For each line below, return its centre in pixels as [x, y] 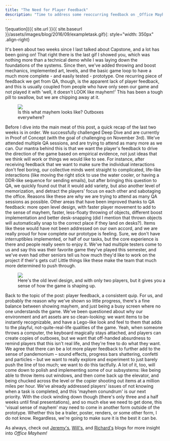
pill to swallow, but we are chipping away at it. [52, 97]
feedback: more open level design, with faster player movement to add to [80, 207]
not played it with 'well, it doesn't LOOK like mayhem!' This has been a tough [84, 92]
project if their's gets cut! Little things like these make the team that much [81, 260]
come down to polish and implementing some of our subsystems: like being [83, 370]
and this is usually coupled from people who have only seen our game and [82, 86]
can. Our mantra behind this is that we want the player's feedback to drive [81, 148]
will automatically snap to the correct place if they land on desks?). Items [80, 223]
